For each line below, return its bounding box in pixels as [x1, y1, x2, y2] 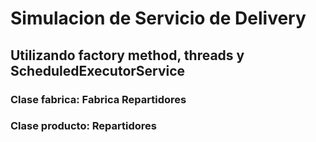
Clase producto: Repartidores [10, 119, 157, 133]
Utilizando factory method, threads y [10, 47, 245, 64]
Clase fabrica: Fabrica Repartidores [10, 92, 187, 106]
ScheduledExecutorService [10, 62, 186, 79]
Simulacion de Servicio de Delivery [10, 7, 307, 30]
